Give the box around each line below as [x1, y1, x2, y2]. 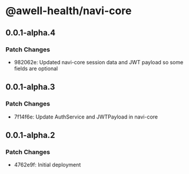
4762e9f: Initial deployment [14, 161, 81, 169]
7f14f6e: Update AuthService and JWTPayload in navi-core [14, 113, 158, 120]
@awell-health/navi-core [5, 4, 132, 18]
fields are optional [14, 65, 58, 72]
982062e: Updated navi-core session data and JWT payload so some [14, 58, 184, 65]
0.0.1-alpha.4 [5, 28, 56, 38]
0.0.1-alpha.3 [5, 82, 55, 92]
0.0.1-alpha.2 [5, 130, 55, 140]
